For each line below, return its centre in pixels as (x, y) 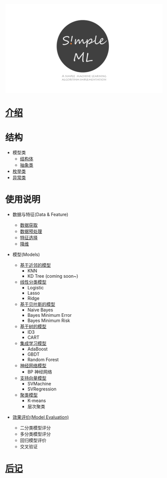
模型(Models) (26, 254)
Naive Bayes (40, 310)
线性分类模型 (33, 282)
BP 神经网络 (40, 371)
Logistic (35, 287)
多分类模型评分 (35, 434)
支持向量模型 (33, 378)
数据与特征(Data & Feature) (40, 214)
